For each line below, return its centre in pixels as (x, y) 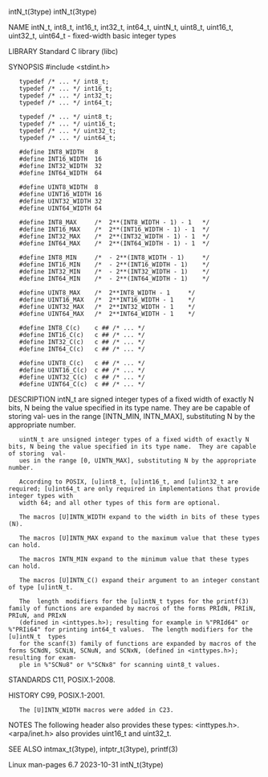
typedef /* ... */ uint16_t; (67, 124)
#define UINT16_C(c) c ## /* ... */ (82, 370)
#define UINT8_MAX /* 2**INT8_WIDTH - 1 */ (107, 293)
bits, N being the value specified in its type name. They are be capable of (129, 408)
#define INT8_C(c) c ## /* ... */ (82, 328)
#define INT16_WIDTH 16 (61, 159)
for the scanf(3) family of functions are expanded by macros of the (138, 643)
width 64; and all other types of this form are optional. (120, 503)
